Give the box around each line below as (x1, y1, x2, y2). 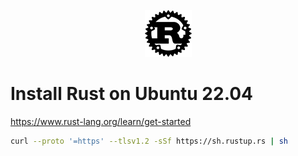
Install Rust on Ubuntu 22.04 (10, 83, 253, 105)
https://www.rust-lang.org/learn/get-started (10, 115, 192, 127)
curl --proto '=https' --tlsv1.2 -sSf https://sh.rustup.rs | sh (10, 136, 288, 146)
